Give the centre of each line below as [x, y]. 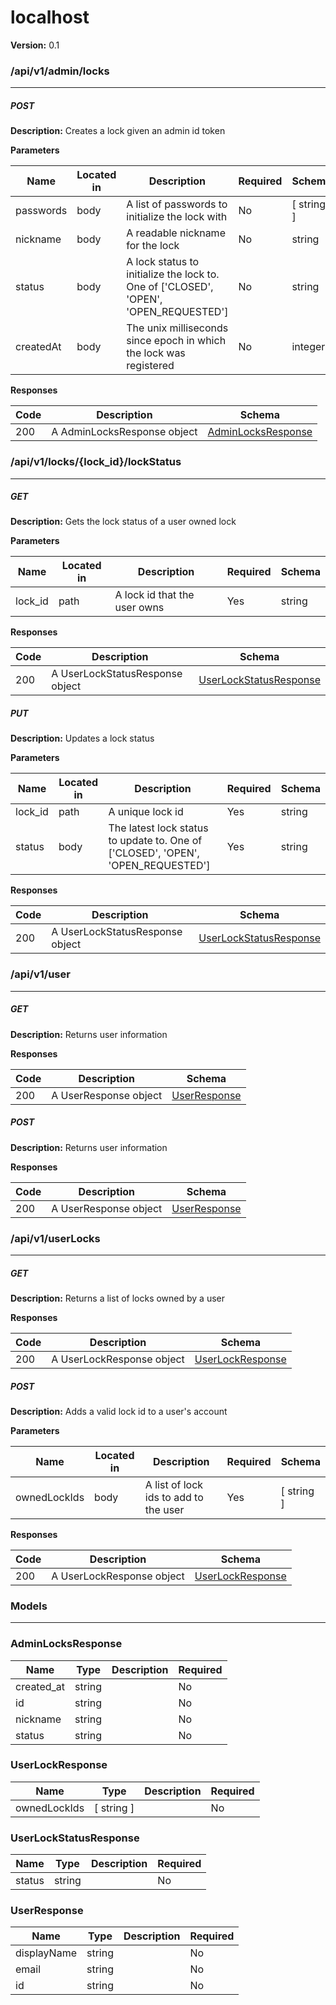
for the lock [153, 246]
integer [308, 347]
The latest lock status [158, 828]
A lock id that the [154, 595]
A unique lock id [146, 812]
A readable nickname [176, 233]
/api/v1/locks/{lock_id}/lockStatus [96, 462]
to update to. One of [155, 841]
